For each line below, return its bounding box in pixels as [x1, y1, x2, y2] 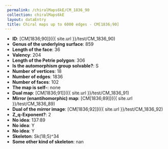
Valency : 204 [12, 52, 41, 58]
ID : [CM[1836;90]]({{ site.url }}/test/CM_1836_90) [12, 36, 115, 42]
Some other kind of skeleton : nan [12, 139, 84, 145]
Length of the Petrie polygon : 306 [12, 57, 85, 64]
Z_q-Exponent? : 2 [12, 112, 52, 118]
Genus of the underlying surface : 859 [12, 41, 94, 47]
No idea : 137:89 [12, 117, 45, 123]
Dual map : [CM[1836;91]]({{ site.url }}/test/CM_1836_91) [12, 90, 130, 96]
